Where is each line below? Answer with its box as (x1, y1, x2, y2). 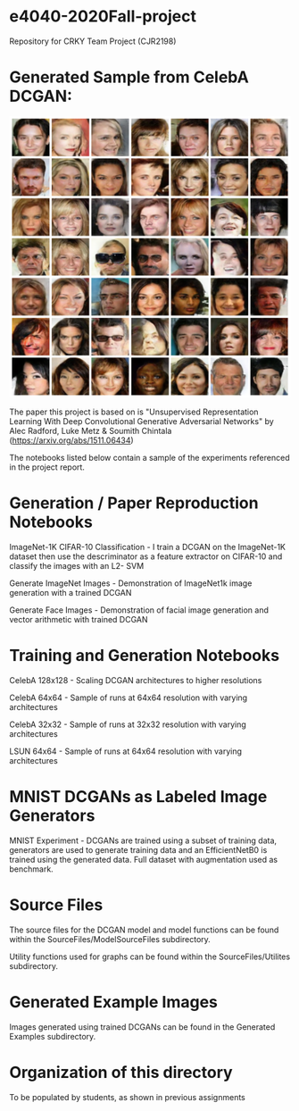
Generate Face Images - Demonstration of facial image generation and (9, 605, 270, 615)
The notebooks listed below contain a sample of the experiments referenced (9, 452, 290, 463)
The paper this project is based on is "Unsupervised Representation (9, 406, 259, 417)
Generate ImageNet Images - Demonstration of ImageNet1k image (9, 578, 253, 589)
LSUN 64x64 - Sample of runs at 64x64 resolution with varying (9, 746, 243, 756)
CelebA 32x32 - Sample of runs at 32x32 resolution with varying (9, 719, 247, 730)
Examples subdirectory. (9, 1031, 96, 1041)
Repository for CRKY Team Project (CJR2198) (9, 36, 177, 46)
